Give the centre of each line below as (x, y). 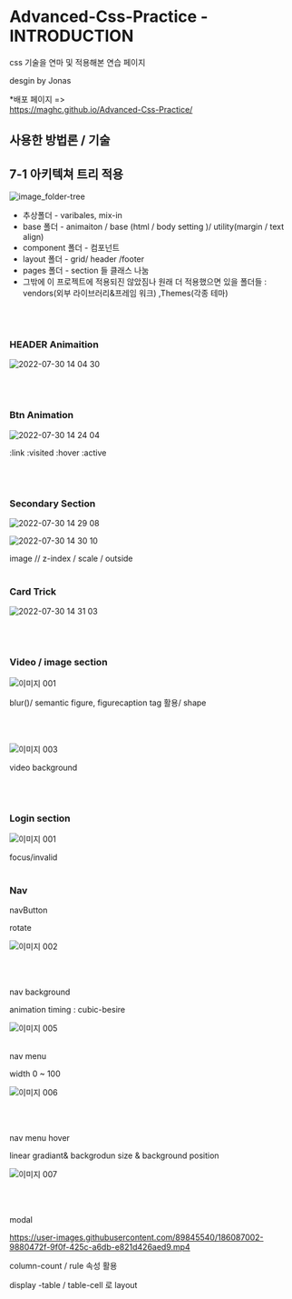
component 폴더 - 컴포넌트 (71, 248)
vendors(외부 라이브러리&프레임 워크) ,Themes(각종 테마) (125, 294)
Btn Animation (42, 415)
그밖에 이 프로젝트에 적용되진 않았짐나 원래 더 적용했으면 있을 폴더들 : (145, 282)
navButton (29, 910)
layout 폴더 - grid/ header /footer (83, 259)
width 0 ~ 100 (35, 1074)
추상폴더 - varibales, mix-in (72, 215)
